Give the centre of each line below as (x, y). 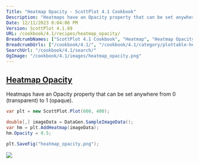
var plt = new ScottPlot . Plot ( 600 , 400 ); (58, 111)
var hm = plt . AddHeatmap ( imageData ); (53, 128)
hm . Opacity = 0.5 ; (29, 133)
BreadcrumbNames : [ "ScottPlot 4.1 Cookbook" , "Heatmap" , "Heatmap (90, 39)
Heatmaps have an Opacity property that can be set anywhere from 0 (91, 94)
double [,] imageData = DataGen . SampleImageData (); (70, 122)
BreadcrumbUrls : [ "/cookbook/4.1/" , (51, 45)
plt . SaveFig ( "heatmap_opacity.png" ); (53, 144)
